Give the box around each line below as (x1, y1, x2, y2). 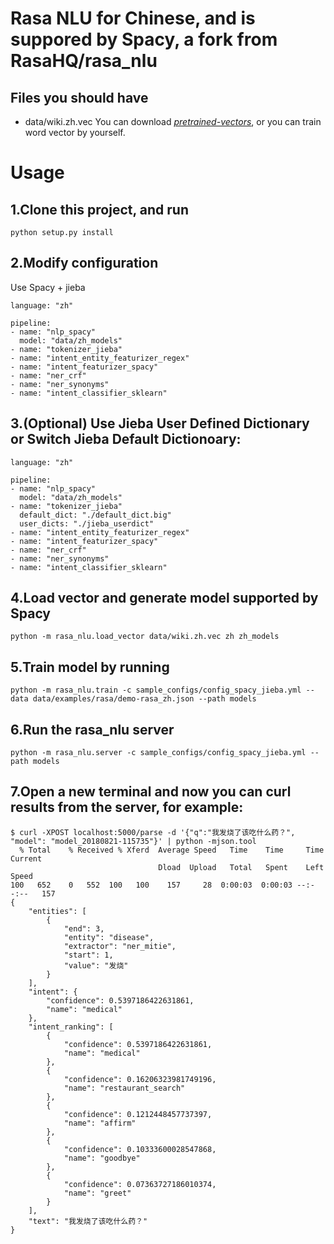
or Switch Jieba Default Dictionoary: (10, 431, 242, 448)
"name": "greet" (63, 1188, 132, 1198)
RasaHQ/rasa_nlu (10, 50, 158, 72)
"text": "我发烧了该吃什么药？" (28, 1216, 148, 1226)
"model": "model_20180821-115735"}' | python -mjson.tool (10, 836, 257, 846)
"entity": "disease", (63, 932, 155, 942)
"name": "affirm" (63, 1118, 137, 1128)
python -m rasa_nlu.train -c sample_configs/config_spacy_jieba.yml (10, 685, 302, 696)
